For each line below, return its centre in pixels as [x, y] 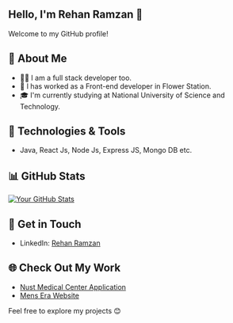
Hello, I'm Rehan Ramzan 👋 [76, 15]
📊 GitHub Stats [47, 176]
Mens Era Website [49, 295]
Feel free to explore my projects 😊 [65, 310]
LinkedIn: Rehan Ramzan [60, 243]
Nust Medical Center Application [73, 287]
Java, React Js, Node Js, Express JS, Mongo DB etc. [106, 150]
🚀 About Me [38, 59]
